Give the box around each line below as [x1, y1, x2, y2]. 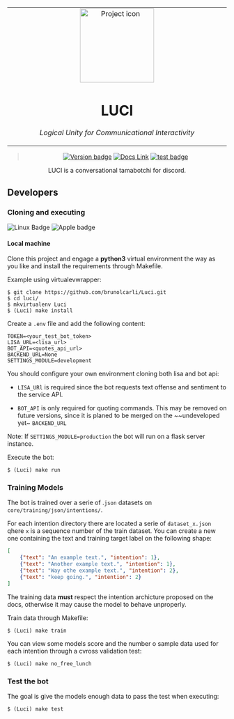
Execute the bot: [7, 453, 54, 462]
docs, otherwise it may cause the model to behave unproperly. [7, 600, 187, 608]
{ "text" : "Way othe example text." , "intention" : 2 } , [19, 567, 179, 574]
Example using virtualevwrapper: [7, 275, 102, 284]
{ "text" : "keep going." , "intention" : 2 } [19, 573, 141, 580]
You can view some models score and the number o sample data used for [7, 639, 219, 647]
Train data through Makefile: [7, 613, 88, 622]
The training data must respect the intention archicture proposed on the [7, 592, 214, 601]
